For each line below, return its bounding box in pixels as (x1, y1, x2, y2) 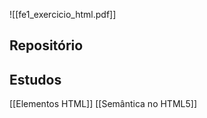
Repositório (9, 37, 84, 54)
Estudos (9, 71, 62, 88)
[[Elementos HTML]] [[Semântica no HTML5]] (9, 98, 197, 110)
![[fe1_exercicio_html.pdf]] (9, 9, 117, 20)
